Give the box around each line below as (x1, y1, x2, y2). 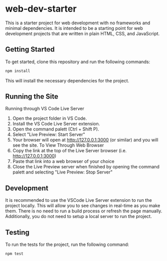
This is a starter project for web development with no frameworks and (5, 20, 150, 26)
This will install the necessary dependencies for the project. (5, 77, 130, 83)
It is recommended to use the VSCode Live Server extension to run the (5, 197, 152, 203)
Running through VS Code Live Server (5, 106, 84, 112)
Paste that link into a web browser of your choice (12, 158, 115, 164)
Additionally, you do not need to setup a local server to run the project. (5, 213, 152, 220)
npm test (5, 251, 24, 256)
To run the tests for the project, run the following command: (5, 241, 130, 248)
